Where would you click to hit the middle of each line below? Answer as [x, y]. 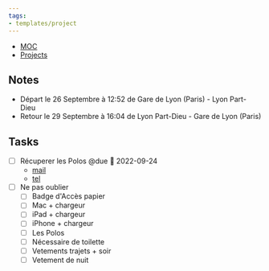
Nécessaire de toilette [68, 241]
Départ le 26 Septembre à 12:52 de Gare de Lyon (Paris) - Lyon [124, 99]
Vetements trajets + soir [71, 251]
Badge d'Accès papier [69, 196]
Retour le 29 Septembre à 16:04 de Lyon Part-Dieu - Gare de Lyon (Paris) [141, 117]
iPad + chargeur [59, 215]
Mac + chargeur [59, 205]
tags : [17, 16]
